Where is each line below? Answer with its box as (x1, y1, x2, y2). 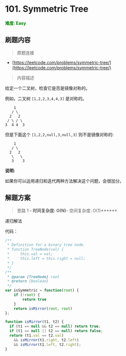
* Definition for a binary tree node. (7, 243, 86, 248)
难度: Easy (5, 20, 26, 26)
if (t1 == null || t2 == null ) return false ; (9, 329, 103, 334)
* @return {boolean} (7, 279, 49, 284)
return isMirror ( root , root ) (14, 306, 73, 311)
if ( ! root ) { (14, 293, 40, 297)
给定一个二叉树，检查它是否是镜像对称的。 (5, 85, 90, 91)
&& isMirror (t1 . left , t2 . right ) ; (14, 342, 81, 347)
